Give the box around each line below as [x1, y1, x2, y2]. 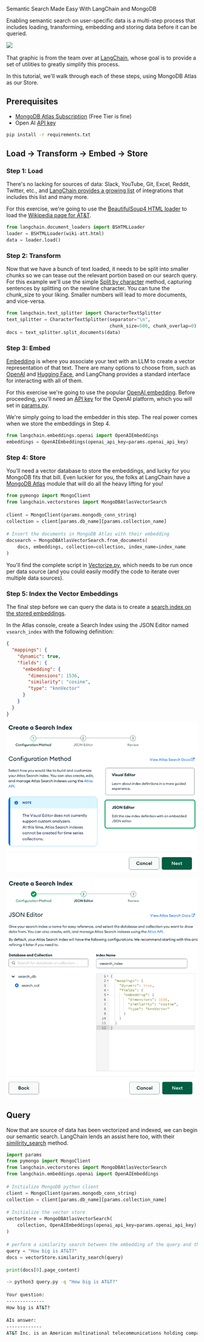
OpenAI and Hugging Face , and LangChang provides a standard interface [6, 370, 190, 378]
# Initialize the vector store [6, 1209, 86, 1215]
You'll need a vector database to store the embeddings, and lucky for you [6, 467, 190, 475]
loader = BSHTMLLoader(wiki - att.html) [6, 231, 104, 237]
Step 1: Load [6, 167, 44, 175]
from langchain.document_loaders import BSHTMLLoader [6, 224, 146, 231]
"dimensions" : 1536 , [28, 672, 80, 679]
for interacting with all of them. [6, 377, 83, 384]
